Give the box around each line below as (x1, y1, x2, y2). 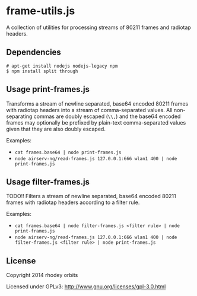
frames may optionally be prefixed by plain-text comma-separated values (6, 119, 186, 126)
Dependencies (6, 47, 61, 58)
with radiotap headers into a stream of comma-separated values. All (6, 106, 173, 113)
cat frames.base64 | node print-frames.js (14, 149, 122, 155)
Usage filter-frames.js (6, 177, 90, 187)
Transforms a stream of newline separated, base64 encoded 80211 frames (6, 100, 189, 107)
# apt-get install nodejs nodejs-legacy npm (6, 63, 118, 69)
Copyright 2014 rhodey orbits (6, 272, 78, 279)
